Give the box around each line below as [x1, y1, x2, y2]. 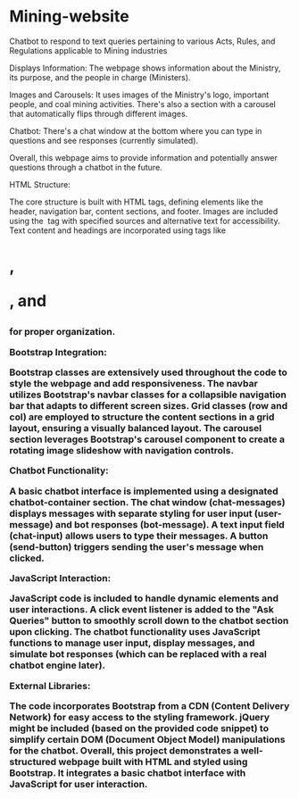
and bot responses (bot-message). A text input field [54, 518, 286, 530]
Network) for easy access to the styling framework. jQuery [9, 712, 270, 724]
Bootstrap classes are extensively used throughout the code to [9, 366, 288, 379]
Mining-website [9, 6, 129, 27]
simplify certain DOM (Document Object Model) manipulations [9, 734, 286, 746]
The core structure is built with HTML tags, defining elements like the [9, 196, 263, 207]
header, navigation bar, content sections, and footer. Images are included [9, 205, 278, 216]
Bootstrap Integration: [9, 345, 107, 358]
